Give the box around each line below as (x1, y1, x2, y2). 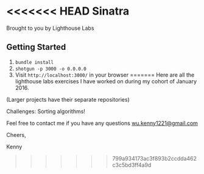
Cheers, (6, 131, 26, 138)
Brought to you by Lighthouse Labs (6, 24, 94, 32)
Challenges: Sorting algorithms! (6, 108, 85, 115)
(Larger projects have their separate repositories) (6, 96, 130, 103)
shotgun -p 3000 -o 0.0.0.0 (15, 66, 86, 72)
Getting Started (6, 42, 66, 52)
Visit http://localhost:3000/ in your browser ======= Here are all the (15, 71, 195, 78)
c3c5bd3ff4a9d (112, 161, 152, 169)
